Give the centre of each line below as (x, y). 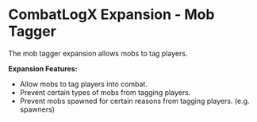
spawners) (37, 109)
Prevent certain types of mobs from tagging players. (105, 92)
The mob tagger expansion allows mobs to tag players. (98, 53)
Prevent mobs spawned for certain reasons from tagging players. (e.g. (134, 101)
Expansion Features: (43, 68)
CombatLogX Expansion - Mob (111, 15)
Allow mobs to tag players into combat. (84, 84)
